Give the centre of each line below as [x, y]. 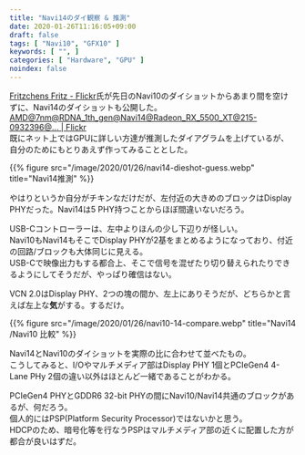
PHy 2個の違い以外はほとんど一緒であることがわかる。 [133, 376]
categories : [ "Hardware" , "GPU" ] [77, 60]
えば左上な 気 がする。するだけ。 [69, 305]
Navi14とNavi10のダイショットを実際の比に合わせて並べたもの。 [131, 353]
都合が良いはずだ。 [46, 441]
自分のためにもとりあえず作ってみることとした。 [101, 149]
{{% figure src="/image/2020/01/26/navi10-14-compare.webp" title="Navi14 [153, 323]
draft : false [34, 35]
